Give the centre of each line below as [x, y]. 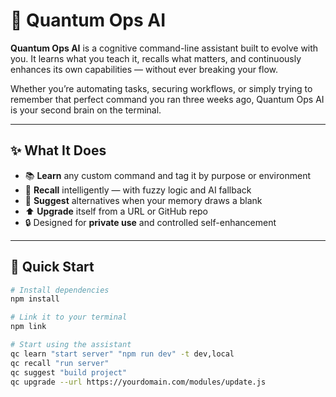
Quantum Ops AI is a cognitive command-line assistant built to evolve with [164, 48]
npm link [28, 327]
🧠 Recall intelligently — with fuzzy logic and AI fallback [138, 190]
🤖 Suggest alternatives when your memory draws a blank [143, 200]
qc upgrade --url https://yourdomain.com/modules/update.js [138, 382]
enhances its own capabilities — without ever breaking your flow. [144, 69]
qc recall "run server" [60, 363]
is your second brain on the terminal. [86, 110]
